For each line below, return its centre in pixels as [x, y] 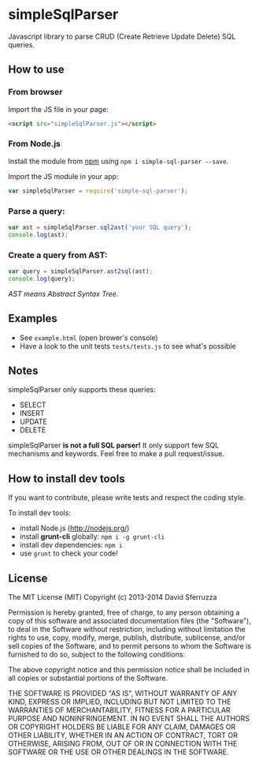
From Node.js [35, 144]
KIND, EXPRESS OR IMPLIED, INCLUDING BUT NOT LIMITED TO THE [120, 702]
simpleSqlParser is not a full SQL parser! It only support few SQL [114, 445]
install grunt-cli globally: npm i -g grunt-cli [92, 537]
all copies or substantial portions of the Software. [88, 678]
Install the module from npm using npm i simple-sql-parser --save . [118, 161]
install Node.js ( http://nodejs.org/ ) [74, 528]
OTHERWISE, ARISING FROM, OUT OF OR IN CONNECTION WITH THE [123, 744]
